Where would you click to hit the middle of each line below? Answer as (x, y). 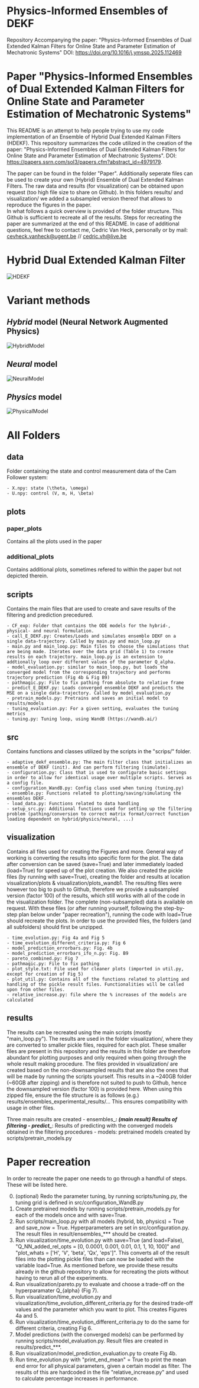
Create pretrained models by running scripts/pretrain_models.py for (97, 1209)
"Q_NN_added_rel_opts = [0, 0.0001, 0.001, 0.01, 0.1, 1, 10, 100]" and (97, 1246)
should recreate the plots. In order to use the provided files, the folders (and (99, 921)
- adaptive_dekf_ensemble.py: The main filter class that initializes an (99, 762)
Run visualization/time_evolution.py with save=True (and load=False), (99, 1240)
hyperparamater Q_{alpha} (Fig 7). (57, 1290)
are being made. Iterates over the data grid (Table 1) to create (90, 652)
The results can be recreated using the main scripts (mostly (79, 1032)
